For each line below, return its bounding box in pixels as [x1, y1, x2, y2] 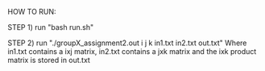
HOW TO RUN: [7, 7, 57, 16]
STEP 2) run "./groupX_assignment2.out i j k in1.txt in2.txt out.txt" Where [7, 38, 247, 48]
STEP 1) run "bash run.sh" [7, 23, 94, 31]
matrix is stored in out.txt [7, 56, 90, 65]
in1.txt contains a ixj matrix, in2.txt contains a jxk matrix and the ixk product [7, 47, 257, 56]
